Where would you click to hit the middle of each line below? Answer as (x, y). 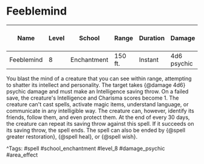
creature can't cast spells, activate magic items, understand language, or (97, 104)
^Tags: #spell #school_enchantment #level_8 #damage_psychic (86, 148)
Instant (149, 60)
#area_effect (22, 155)
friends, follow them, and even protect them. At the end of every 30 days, (98, 117)
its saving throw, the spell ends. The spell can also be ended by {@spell (96, 130)
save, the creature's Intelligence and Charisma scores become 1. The (93, 98)
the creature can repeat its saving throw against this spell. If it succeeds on (100, 123)
